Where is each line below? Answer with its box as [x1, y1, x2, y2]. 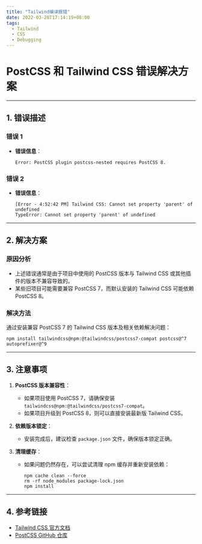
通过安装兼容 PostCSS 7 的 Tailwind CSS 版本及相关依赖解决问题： [6, 324, 171, 331]
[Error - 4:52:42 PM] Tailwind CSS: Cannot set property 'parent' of [14, 201, 194, 207]
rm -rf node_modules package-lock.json [23, 478, 124, 484]
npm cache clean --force [23, 472, 87, 479]
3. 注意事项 [6, 364, 47, 375]
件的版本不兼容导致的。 [14, 277, 73, 284]
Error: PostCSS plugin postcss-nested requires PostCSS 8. [14, 159, 167, 166]
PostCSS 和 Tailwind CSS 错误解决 [6, 64, 179, 78]
